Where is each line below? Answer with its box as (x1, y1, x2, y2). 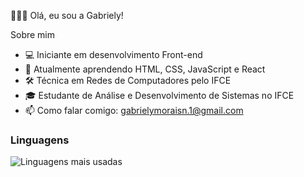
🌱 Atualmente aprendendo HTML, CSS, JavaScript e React (24, 63, 266, 75)
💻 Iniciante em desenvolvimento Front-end (24, 49, 203, 60)
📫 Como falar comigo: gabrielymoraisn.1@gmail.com (24, 105, 244, 116)
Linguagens (10, 133, 70, 147)
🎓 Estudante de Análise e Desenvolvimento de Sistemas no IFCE (24, 90, 295, 101)
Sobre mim (10, 29, 56, 40)
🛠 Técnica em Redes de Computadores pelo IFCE (24, 75, 232, 86)
